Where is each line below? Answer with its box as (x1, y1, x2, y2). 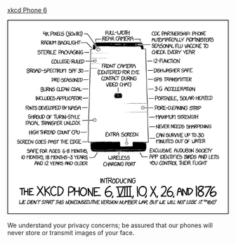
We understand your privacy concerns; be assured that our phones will (7, 221, 213, 230)
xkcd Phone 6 (7, 6, 48, 14)
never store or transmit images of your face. (7, 229, 135, 237)
